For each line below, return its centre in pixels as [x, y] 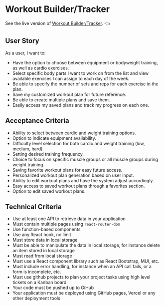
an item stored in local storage [43, 251]
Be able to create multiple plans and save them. [61, 100]
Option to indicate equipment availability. [54, 138]
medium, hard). [28, 149]
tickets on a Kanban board [39, 283]
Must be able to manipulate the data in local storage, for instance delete [86, 245]
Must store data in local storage [45, 240]
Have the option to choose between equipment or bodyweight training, [85, 62]
